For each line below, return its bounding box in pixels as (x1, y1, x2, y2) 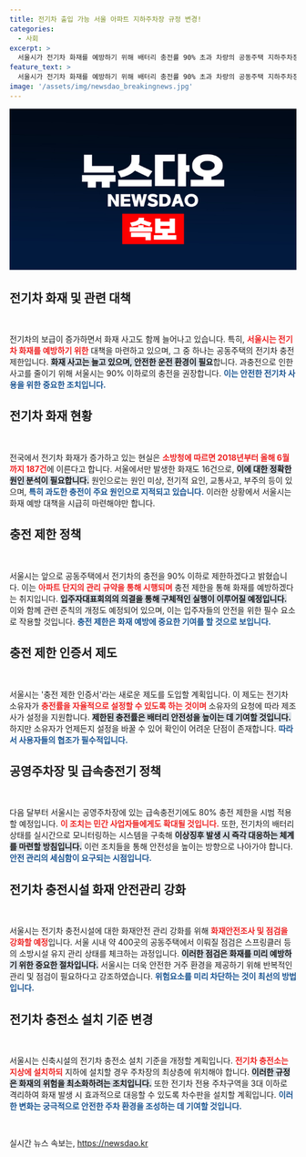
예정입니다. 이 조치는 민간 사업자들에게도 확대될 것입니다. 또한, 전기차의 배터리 (18, 818, 294, 829)
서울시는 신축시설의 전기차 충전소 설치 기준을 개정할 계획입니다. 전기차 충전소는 (9, 1055, 289, 1066)
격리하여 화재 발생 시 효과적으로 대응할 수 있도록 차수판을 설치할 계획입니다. (9, 1089, 277, 1100)
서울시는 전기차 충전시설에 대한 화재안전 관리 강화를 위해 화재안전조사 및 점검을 (9, 926, 289, 937)
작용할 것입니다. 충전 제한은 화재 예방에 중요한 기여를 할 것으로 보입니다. (18, 616, 271, 627)
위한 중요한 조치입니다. (25, 379, 107, 391)
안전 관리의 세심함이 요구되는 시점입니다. (9, 853, 152, 864)
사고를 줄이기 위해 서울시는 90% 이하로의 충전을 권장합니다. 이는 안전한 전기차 (9, 368, 287, 379)
